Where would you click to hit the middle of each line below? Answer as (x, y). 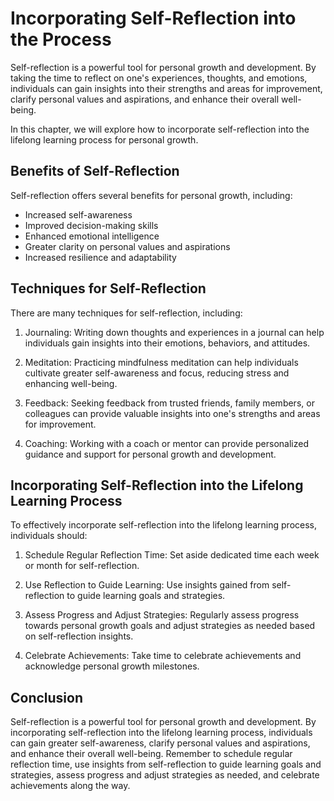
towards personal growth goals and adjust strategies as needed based (170, 626)
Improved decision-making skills (91, 225)
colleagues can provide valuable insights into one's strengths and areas (172, 413)
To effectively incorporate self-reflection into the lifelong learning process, (164, 525)
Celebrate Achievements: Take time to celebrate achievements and (163, 656)
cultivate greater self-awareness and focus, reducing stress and (157, 373)
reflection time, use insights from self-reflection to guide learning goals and (166, 764)
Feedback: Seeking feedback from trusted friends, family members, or (169, 403)
